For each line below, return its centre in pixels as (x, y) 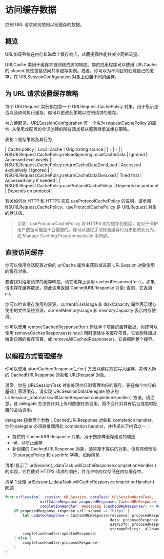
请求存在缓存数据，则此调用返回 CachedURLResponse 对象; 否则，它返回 (79, 288)
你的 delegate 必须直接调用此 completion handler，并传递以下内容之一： (78, 426)
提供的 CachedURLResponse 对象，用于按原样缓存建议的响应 (74, 437)
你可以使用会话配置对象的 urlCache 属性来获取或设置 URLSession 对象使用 (80, 265)
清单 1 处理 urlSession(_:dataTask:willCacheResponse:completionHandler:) (80, 482)
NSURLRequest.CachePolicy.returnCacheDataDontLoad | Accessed (73, 165)
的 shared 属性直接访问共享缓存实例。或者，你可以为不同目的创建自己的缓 (80, 70)
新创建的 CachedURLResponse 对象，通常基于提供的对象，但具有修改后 (84, 449)
